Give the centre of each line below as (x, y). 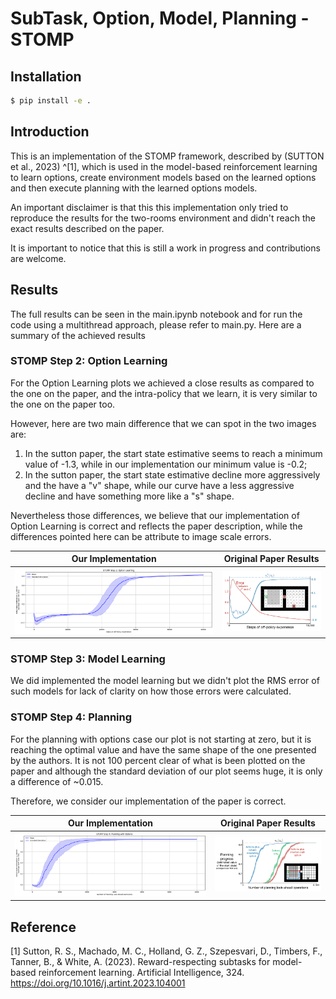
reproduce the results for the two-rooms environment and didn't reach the (163, 218)
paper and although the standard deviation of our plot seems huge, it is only (166, 771)
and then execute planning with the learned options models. (134, 188)
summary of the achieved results (78, 335)
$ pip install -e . (51, 101)
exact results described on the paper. (87, 228)
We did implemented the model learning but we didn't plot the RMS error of (165, 681)
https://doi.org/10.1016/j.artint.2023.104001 (98, 983)
